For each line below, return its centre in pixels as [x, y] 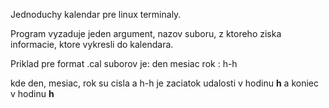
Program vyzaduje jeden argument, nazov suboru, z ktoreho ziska [146, 33]
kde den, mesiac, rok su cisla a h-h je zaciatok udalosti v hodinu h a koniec [164, 83]
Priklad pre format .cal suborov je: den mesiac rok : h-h [124, 63]
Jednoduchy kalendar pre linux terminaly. [96, 14]
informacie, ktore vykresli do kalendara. [92, 44]
